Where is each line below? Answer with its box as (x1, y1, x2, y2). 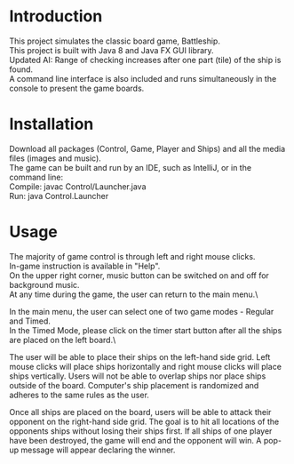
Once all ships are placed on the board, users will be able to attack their (9, 406, 272, 417)
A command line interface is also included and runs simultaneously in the (9, 73, 277, 84)
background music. (9, 279, 80, 290)
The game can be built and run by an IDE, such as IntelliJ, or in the (9, 162, 251, 172)
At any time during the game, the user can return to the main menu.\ (9, 289, 258, 300)
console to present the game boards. (9, 83, 145, 93)
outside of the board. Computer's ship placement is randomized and (9, 380, 259, 390)
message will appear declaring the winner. (20, 444, 176, 455)
